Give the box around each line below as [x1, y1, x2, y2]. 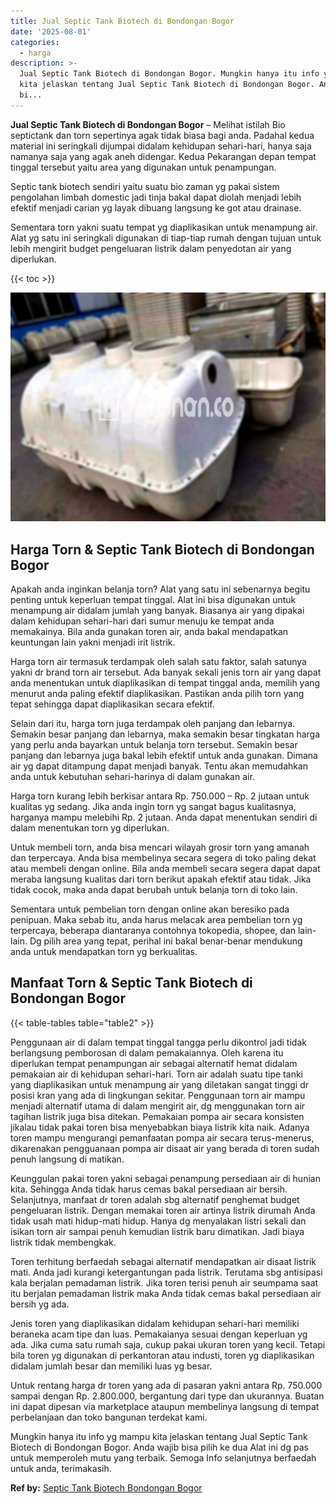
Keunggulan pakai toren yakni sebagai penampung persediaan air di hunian [10, 1172, 321, 1184]
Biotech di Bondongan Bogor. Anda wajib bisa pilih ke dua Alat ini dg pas [10, 1441, 309, 1453]
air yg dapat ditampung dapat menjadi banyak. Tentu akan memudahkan [10, 760, 309, 772]
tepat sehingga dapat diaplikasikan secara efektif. [10, 698, 215, 710]
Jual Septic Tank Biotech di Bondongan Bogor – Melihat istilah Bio [10, 118, 286, 130]
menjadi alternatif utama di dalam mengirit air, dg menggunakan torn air [10, 1100, 306, 1112]
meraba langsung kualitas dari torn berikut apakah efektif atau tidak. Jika [10, 873, 312, 885]
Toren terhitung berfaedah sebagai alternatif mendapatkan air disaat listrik [10, 1255, 317, 1267]
